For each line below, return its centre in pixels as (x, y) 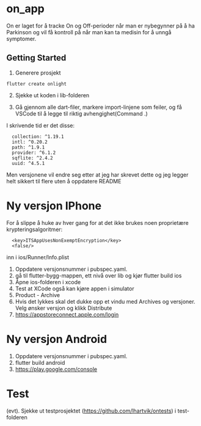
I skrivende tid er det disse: (41, 125)
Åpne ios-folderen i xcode (48, 282)
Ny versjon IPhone (54, 206)
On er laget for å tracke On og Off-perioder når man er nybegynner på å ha (101, 26)
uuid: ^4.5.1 (28, 163)
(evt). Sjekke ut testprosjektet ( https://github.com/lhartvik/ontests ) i (91, 411)
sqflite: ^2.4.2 (32, 158)
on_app (25, 9)
